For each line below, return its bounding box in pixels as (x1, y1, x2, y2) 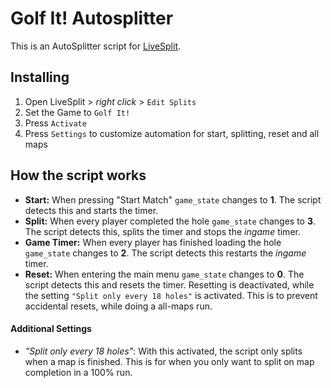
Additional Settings (10, 323, 92, 335)
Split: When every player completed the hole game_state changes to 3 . (24, 215, 317, 227)
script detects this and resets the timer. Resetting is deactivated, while (24, 278, 315, 291)
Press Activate (24, 117, 87, 129)
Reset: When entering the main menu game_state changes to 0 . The (24, 268, 305, 280)
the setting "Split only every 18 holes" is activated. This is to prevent (24, 289, 318, 301)
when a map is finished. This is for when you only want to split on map (24, 355, 315, 367)
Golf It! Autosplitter (10, 7, 174, 30)
